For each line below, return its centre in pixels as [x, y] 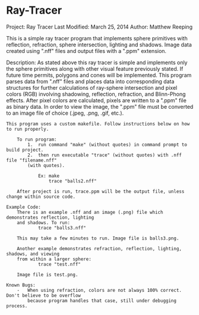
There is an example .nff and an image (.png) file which [90, 212]
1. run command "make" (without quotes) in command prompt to [107, 144]
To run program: [37, 139]
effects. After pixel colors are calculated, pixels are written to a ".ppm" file [97, 100]
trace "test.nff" [59, 264]
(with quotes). [46, 165]
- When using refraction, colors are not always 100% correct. [99, 290]
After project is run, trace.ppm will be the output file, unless [101, 191]
